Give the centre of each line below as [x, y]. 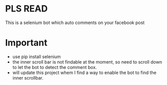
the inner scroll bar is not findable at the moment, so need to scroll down [87, 62]
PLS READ [26, 9]
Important [26, 43]
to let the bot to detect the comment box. [54, 67]
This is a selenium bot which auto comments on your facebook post [75, 22]
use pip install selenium [36, 56]
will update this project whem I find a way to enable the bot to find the [84, 72]
